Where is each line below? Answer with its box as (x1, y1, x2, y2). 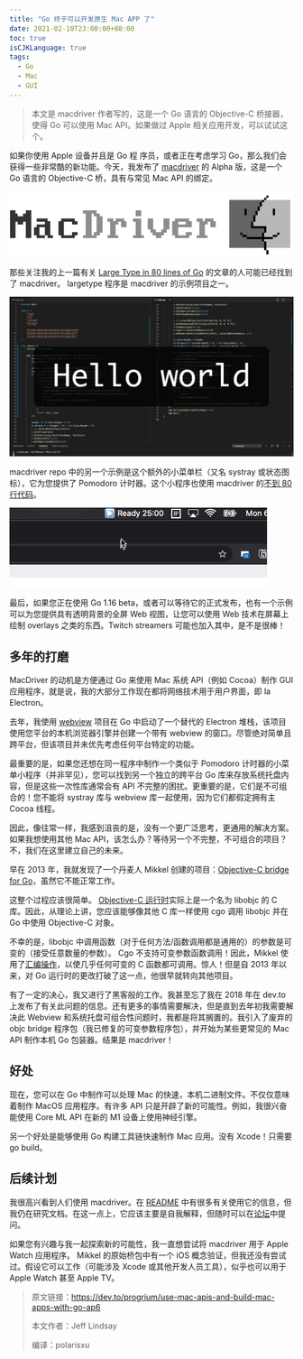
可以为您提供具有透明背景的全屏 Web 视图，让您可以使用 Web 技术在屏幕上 (9, 609, 289, 620)
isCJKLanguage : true (9, 43, 87, 52)
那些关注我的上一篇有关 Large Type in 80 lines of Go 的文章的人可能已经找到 (9, 266, 293, 277)
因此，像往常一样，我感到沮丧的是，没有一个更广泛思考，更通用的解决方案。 (9, 822, 294, 833)
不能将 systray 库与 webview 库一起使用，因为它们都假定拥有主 (40, 791, 277, 802)
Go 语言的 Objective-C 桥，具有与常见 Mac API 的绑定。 (9, 172, 218, 183)
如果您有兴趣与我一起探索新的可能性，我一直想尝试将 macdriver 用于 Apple (9, 1238, 289, 1249)
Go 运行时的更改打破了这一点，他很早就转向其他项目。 (34, 970, 238, 981)
